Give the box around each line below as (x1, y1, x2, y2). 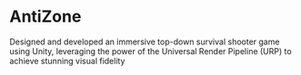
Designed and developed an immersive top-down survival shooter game (9, 36, 280, 47)
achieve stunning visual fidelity (9, 55, 125, 66)
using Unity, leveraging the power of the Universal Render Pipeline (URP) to (9, 45, 293, 56)
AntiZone (9, 6, 82, 27)
